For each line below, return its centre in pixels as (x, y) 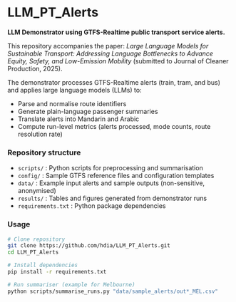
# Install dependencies (43, 265)
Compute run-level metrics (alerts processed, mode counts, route (114, 126)
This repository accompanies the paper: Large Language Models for (108, 46)
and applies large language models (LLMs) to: (75, 90)
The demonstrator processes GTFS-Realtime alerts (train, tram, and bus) (114, 82)
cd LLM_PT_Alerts (33, 252)
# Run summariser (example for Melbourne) (71, 285)
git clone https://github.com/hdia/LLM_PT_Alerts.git (89, 246)
